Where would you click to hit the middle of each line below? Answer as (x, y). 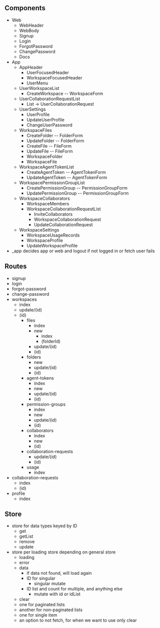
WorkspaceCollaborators (44, 198)
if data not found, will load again (59, 573)
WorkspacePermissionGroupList (52, 183)
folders (34, 357)
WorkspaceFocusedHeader (54, 78)
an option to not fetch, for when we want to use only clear (78, 620)
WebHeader (31, 25)
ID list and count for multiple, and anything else (75, 589)
